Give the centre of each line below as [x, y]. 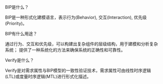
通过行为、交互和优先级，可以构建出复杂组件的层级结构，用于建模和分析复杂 [81, 44]
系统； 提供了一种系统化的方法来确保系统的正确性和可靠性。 [65, 50]
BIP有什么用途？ [21, 34]
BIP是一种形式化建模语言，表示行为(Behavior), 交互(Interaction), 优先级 [76, 17]
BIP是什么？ [17, 7]
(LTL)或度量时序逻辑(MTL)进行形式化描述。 [48, 77]
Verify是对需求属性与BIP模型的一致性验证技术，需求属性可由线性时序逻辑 [78, 70]
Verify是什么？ [19, 60]
